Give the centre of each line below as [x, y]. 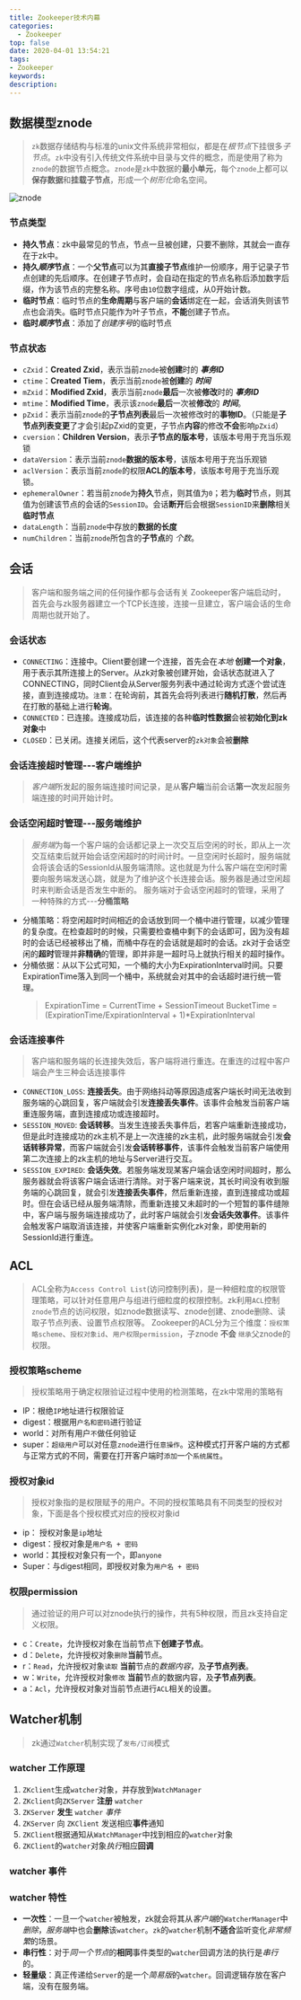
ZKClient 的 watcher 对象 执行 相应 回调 [88, 1846]
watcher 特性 [38, 1898]
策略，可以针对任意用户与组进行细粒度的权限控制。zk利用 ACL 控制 [159, 1300]
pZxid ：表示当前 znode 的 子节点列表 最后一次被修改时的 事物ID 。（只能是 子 [154, 415]
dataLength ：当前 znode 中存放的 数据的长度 [99, 527]
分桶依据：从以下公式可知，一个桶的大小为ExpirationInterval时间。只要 [153, 965]
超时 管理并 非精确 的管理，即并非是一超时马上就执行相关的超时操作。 [163, 954]
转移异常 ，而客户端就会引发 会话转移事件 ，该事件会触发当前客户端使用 [159, 1148]
